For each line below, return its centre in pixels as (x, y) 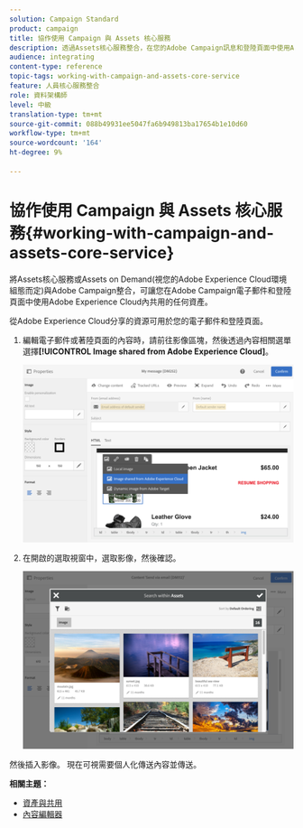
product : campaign (44, 28)
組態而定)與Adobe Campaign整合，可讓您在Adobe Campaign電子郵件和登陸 (151, 290)
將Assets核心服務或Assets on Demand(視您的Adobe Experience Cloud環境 (148, 279)
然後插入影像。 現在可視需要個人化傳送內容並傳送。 (105, 764)
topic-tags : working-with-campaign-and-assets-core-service (125, 77)
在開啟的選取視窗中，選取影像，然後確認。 (101, 558)
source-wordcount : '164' (56, 143)
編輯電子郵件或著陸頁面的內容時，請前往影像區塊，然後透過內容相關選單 (156, 340)
